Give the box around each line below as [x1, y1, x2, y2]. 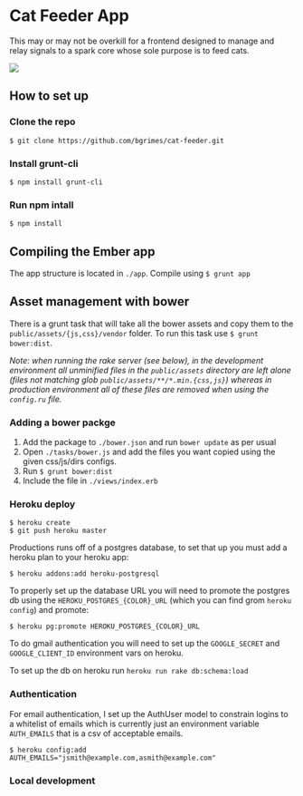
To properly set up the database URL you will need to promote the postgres [9, 586, 290, 597]
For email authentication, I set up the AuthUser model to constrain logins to [9, 708, 289, 719]
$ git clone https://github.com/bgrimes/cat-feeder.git [9, 136, 224, 145]
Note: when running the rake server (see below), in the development [9, 354, 264, 365]
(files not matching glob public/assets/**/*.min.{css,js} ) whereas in [9, 374, 272, 385]
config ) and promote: [9, 605, 89, 616]
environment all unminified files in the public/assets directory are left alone [9, 364, 291, 375]
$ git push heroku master [9, 527, 107, 536]
